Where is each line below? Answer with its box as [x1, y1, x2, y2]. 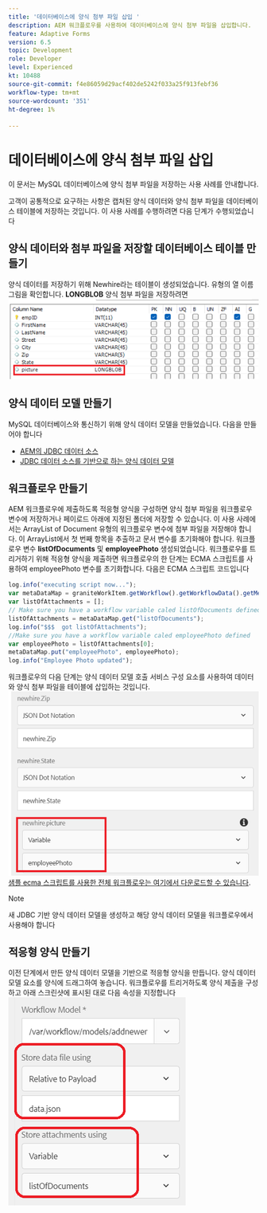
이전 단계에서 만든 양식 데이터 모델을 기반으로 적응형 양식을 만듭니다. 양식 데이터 [8, 968, 257, 978]
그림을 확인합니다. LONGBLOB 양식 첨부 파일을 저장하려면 [8, 289, 188, 299]
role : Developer [8, 55, 62, 63]
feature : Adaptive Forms [8, 29, 91, 37]
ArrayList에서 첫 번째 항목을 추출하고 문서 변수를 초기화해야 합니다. [26, 534, 234, 544]
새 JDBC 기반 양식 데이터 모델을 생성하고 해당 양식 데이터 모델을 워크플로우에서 [8, 909, 253, 920]
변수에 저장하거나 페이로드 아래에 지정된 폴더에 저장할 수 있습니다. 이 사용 [8, 514, 235, 524]
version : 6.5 [8, 38, 52, 46]
